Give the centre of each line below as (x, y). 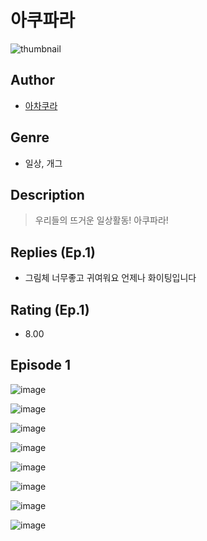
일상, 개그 (43, 163)
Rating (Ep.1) (50, 309)
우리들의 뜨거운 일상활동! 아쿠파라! (101, 220)
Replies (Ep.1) (53, 252)
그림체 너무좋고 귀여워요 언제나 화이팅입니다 (110, 278)
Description (47, 194)
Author (32, 80)
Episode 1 (41, 365)
